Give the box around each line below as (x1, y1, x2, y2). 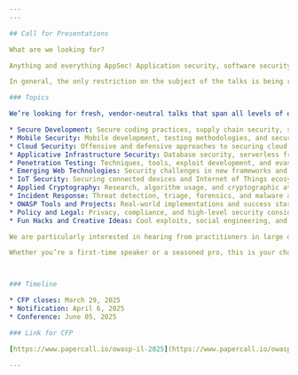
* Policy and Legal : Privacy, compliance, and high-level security (9, 208, 264, 217)
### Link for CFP (9, 328, 74, 338)
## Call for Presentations (9, 28, 109, 38)
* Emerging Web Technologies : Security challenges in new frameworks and (9, 166, 288, 176)
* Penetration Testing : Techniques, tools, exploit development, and (9, 158, 272, 167)
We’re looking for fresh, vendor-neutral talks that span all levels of (9, 109, 284, 118)
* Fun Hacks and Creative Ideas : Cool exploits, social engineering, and (9, 216, 288, 225)
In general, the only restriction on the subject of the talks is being (9, 77, 284, 86)
